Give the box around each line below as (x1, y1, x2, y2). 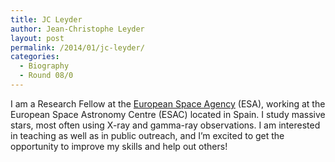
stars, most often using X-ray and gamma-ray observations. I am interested (10, 119, 321, 131)
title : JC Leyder (10, 14, 83, 25)
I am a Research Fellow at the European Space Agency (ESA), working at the (10, 97, 326, 110)
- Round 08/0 (19, 71, 74, 81)
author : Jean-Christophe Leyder (10, 24, 145, 34)
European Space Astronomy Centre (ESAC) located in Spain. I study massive (10, 108, 326, 120)
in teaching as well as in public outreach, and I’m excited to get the (10, 129, 285, 141)
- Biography (19, 61, 70, 71)
